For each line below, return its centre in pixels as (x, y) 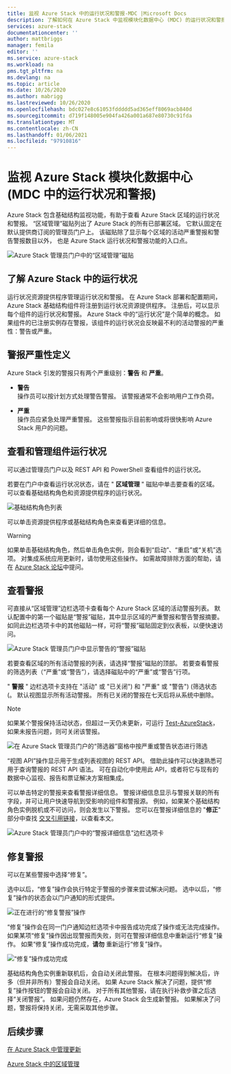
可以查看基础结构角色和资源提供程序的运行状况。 (76, 493)
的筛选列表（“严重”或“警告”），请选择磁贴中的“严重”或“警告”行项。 (101, 672)
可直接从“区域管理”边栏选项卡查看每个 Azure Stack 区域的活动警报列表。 (110, 608)
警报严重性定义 (39, 355)
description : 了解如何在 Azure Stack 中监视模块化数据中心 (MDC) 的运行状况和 (112, 20)
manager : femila (30, 45)
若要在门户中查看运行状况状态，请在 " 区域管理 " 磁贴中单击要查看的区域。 (113, 484)
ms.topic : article (33, 84)
